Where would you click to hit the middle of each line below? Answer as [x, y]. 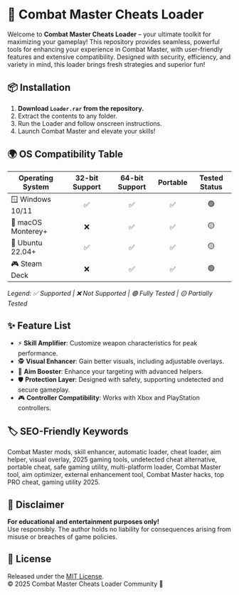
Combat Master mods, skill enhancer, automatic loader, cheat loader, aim [115, 452]
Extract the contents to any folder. [67, 116]
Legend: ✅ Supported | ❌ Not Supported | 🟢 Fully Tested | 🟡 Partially [110, 293]
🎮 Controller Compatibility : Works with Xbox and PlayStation [109, 398]
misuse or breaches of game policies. [62, 537]
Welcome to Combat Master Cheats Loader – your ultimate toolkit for [109, 34]
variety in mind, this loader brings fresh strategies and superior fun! [106, 64]
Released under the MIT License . [56, 576]
